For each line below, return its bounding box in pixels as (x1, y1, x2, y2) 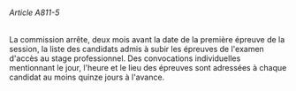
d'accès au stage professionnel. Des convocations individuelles (9, 53, 241, 64)
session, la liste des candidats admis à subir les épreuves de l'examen (9, 44, 265, 55)
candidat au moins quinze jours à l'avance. (9, 72, 165, 83)
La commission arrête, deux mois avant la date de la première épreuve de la (9, 34, 285, 45)
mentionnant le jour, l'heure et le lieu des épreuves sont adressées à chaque (9, 63, 287, 73)
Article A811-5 (9, 7, 60, 18)
